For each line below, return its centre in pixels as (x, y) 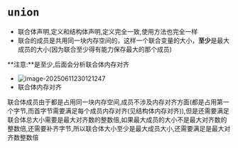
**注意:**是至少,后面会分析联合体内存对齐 (69, 64)
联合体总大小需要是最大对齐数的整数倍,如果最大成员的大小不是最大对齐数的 (117, 120)
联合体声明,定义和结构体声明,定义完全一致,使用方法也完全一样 (107, 31)
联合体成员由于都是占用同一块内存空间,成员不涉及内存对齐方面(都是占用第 (115, 102)
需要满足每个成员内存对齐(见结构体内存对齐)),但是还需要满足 (141, 110)
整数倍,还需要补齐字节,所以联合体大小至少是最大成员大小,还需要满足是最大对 (119, 128)
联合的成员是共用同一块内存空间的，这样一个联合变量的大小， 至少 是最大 (123, 40)
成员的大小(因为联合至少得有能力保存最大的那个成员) (95, 49)
